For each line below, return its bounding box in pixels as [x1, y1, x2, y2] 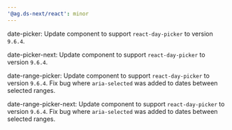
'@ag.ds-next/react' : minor [7, 10, 89, 17]
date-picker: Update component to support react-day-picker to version [7, 29, 213, 38]
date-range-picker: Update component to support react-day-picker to [7, 71, 210, 80]
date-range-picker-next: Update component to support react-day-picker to [7, 99, 225, 108]
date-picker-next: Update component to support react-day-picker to [7, 50, 205, 59]
